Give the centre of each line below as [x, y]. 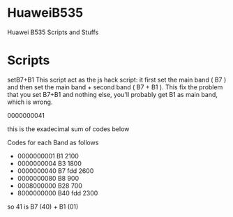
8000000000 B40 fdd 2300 [58, 193]
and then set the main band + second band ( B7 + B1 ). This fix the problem [115, 87]
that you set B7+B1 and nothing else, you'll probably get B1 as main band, [113, 94]
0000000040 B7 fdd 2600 [55, 171]
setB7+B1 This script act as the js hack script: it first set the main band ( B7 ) [117, 80]
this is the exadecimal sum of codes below [68, 129]
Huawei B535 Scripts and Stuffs [53, 32]
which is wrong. [30, 102]
